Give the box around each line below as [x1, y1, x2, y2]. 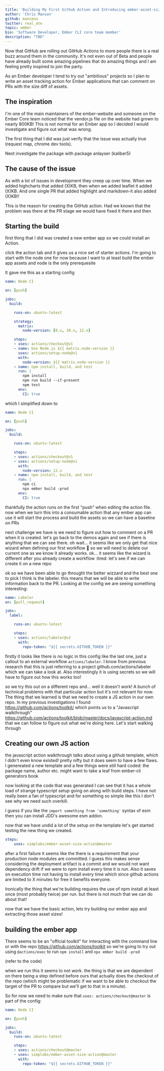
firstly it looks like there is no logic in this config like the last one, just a [5, 653, 147, 659]
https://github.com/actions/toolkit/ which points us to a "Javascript [5, 704, 139, 710]
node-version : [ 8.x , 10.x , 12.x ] [22, 328, 91, 333]
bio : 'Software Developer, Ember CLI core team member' [5, 30, 121, 35]
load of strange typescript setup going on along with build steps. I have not [5, 788, 156, 794]
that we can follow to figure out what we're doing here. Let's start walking [5, 720, 153, 726]
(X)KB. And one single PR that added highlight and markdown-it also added [5, 188, 157, 194]
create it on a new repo [5, 560, 52, 566]
